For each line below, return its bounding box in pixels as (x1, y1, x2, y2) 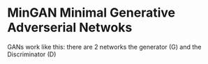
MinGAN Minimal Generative (7, 5, 176, 21)
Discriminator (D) (7, 50, 57, 58)
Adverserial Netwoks (7, 19, 133, 35)
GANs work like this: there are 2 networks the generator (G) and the (7, 42, 202, 51)
